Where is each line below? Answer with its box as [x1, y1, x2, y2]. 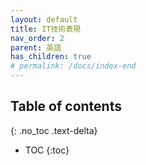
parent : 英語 [10, 42, 62, 53]
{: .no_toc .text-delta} [10, 124, 98, 136]
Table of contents [10, 98, 122, 115]
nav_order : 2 [10, 33, 65, 43]
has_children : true [10, 52, 92, 62]
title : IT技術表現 [10, 24, 82, 34]
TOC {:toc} [24, 144, 70, 156]
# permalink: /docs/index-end [10, 61, 137, 71]
